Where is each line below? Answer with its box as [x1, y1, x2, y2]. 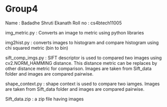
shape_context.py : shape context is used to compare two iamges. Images [5, 81, 160, 87]
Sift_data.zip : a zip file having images [5, 96, 84, 102]
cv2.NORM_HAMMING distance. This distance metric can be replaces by [5, 60, 157, 66]
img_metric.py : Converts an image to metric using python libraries [5, 29, 144, 35]
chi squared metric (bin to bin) [5, 45, 68, 51]
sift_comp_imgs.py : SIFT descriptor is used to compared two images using [5, 54, 162, 61]
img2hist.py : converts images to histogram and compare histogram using [5, 39, 159, 46]
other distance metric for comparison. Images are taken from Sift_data [5, 65, 152, 72]
